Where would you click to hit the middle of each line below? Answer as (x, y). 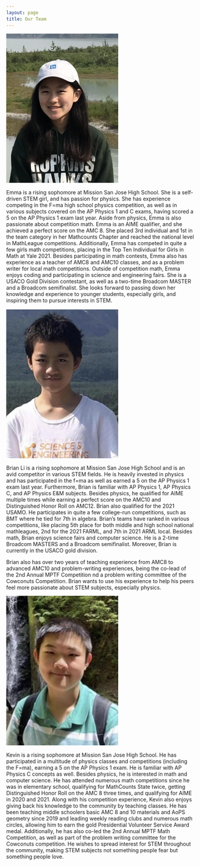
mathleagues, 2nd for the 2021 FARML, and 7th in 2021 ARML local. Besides (99, 531)
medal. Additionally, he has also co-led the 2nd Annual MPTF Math (88, 831)
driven (14, 199)
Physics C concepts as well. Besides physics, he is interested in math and (97, 774)
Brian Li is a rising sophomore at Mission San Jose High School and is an (96, 468)
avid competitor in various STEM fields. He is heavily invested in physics (95, 474)
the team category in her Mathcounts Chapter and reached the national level (100, 237)
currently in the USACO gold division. (52, 550)
